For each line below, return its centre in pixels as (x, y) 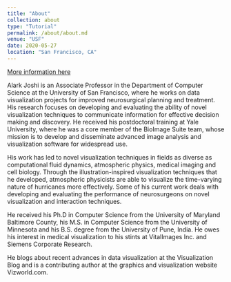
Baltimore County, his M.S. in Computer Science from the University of (108, 222)
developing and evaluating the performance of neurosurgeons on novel (108, 194)
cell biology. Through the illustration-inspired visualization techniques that (112, 172)
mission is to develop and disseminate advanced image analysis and (104, 136)
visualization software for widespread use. (67, 144)
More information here (39, 72)
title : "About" (29, 13)
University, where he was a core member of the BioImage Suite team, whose (116, 129)
